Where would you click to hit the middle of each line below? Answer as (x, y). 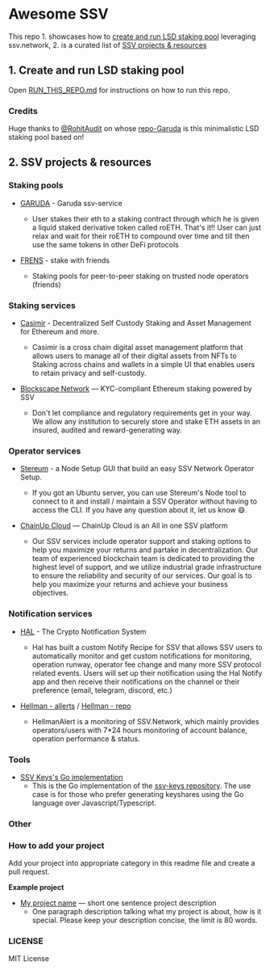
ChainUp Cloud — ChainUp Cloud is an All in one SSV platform (124, 525)
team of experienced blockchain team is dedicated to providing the (143, 559)
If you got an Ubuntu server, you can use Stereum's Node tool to (139, 493)
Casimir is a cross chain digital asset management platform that (137, 348)
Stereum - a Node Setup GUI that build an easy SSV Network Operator (137, 469)
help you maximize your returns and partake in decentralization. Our (145, 550)
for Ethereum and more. (59, 331)
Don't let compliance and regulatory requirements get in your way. (142, 413)
